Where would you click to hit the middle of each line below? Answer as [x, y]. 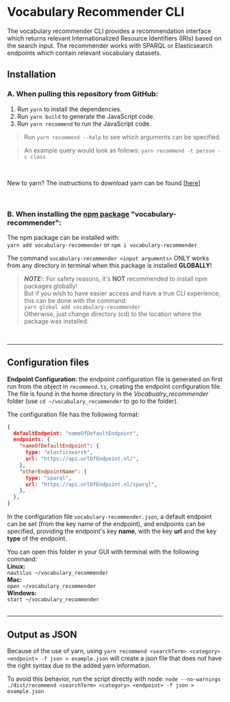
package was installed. [56, 321]
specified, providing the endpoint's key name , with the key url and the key [112, 531]
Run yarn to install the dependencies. [69, 109]
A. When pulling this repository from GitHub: [83, 94]
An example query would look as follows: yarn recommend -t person [119, 150]
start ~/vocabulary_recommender [53, 600]
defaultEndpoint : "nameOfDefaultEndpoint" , [76, 433]
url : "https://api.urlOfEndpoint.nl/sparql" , [91, 484]
